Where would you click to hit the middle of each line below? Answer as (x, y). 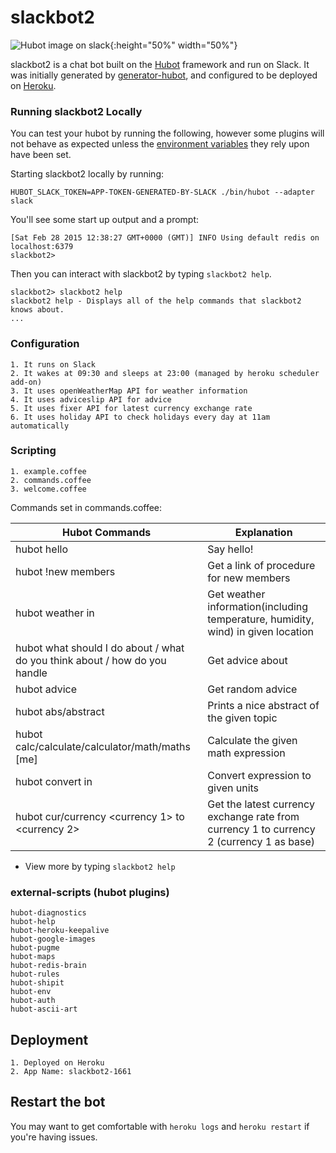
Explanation (263, 532)
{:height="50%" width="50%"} (173, 45)
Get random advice (252, 689)
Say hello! (230, 549)
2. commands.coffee (51, 480)
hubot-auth (33, 1001)
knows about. (37, 310)
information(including (258, 606)
